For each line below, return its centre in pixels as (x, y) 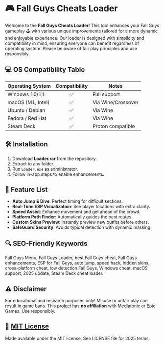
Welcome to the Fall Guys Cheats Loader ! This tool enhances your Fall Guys (82, 25)
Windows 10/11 (26, 94)
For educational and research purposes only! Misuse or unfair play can (76, 301)
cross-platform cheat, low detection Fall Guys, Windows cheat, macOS (76, 268)
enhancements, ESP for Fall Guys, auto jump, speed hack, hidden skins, (77, 263)
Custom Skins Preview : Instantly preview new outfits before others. (81, 222)
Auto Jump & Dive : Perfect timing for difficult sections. (68, 201)
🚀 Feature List (26, 189)
